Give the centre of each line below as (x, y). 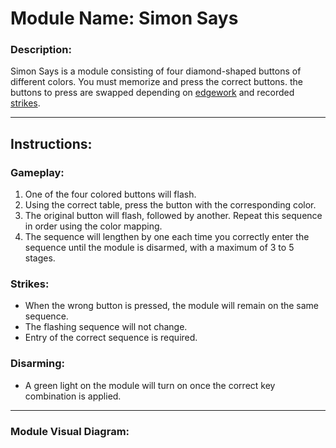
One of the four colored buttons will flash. (110, 194)
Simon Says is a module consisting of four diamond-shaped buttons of (156, 71)
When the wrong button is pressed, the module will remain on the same (172, 306)
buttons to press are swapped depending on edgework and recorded (152, 93)
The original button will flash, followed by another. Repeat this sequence (173, 216)
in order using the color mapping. (93, 226)
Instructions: (51, 143)
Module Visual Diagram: (70, 431)
